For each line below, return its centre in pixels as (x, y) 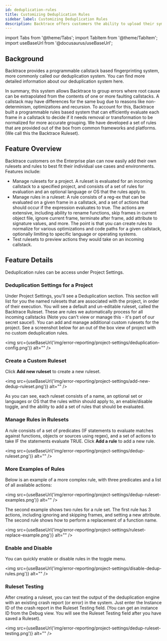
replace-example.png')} (30, 535)
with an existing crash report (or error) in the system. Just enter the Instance (83, 603)
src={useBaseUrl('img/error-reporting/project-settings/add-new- (83, 381)
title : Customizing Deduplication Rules (48, 14)
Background (24, 58)
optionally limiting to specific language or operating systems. (75, 234)
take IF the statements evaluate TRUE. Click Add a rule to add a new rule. (80, 441)
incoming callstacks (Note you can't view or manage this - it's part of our (80, 317)
